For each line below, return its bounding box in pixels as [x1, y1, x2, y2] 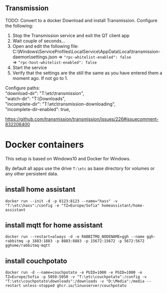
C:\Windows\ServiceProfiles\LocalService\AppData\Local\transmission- [12, 48, 160, 54]
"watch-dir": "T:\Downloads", [5, 95, 66, 102]
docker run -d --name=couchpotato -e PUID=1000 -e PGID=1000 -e [5, 270, 142, 275]
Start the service [12, 64, 47, 70]
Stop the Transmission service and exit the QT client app [12, 32, 129, 38]
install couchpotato [5, 256, 68, 265]
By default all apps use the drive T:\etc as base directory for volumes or [5, 165, 155, 171]
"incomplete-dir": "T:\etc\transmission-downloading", [5, 101, 116, 107]
